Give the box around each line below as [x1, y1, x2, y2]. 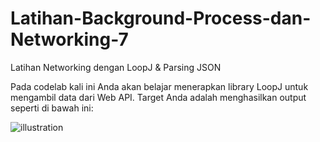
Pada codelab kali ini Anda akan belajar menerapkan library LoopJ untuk [10, 80, 309, 92]
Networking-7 [10, 28, 129, 51]
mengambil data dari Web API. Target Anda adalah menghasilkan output [10, 91, 307, 103]
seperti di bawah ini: [10, 102, 94, 114]
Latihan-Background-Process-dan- [10, 7, 312, 30]
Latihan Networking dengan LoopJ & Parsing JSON [10, 61, 222, 73]
